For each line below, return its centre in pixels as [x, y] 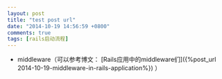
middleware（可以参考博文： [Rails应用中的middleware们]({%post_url [117, 60]
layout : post [26, 13]
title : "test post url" [42, 20]
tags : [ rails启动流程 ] [38, 39]
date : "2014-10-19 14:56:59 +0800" [59, 26]
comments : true [29, 33]
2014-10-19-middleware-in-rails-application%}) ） [89, 68]
